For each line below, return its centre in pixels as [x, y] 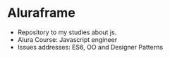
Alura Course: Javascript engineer [67, 39]
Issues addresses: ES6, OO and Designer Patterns [90, 47]
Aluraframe [41, 13]
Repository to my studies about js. [67, 32]
